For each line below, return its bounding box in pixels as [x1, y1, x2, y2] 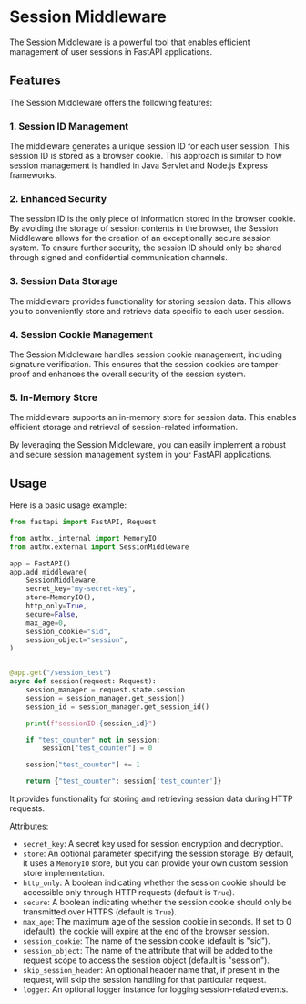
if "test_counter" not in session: [25, 735, 161, 745]
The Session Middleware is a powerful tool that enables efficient [9, 37, 250, 48]
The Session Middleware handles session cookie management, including [9, 349, 282, 360]
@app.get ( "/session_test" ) [9, 669, 112, 678]
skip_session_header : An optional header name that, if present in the [22, 965, 280, 976]
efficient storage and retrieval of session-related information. [9, 422, 239, 433]
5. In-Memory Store [9, 391, 98, 404]
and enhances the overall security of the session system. [31, 368, 246, 379]
